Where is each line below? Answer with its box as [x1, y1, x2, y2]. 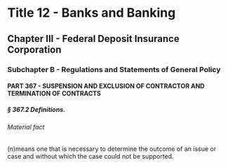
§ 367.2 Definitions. [7, 105, 65, 113]
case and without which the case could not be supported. [7, 152, 174, 160]
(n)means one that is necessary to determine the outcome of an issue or [7, 145, 217, 153]
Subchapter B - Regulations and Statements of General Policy [7, 64, 221, 74]
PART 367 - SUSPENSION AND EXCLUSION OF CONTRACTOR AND [7, 82, 205, 90]
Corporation [7, 43, 62, 55]
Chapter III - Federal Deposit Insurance [7, 33, 180, 45]
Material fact [7, 123, 45, 131]
